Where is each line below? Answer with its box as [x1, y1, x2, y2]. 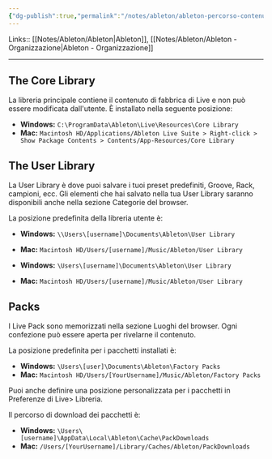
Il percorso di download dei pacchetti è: [8, 410, 141, 420]
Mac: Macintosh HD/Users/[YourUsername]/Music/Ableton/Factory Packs [19, 370, 261, 380]
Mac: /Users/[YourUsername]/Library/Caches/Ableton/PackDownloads [19, 441, 251, 451]
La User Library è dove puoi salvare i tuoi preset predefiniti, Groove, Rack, [8, 180, 255, 191]
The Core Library [8, 74, 96, 88]
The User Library [8, 159, 96, 173]
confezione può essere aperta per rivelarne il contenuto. [8, 330, 197, 340]
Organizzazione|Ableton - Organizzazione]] [8, 42, 154, 53]
